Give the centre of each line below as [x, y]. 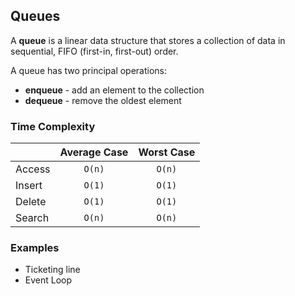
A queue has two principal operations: [89, 70]
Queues [35, 16]
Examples [35, 248]
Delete [31, 202]
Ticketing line [52, 270]
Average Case [94, 152]
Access [33, 169]
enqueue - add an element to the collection [114, 90]
